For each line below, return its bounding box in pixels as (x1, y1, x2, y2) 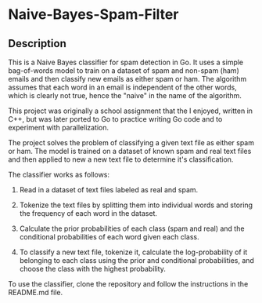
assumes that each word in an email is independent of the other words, (8, 82, 237, 92)
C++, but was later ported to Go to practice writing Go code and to (8, 115, 223, 123)
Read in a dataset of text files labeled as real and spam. (19, 185, 199, 194)
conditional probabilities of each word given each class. (19, 232, 199, 241)
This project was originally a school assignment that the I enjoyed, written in (8, 106, 253, 115)
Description (8, 37, 66, 50)
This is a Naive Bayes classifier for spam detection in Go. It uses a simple (8, 57, 244, 67)
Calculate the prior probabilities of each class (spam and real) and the (19, 224, 245, 233)
